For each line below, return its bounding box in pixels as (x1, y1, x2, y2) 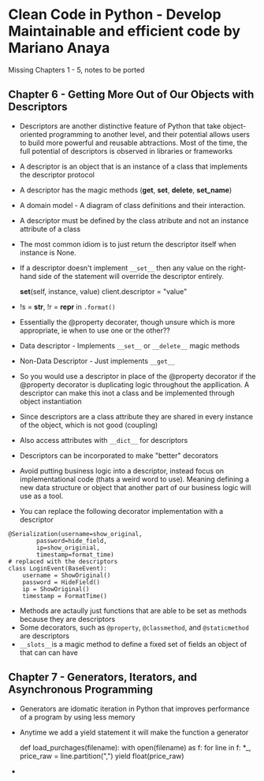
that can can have (19, 648, 79, 657)
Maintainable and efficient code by (8, 22, 241, 40)
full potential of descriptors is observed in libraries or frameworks (19, 146, 233, 155)
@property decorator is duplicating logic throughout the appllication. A (19, 380, 250, 389)
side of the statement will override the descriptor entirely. (38, 271, 225, 281)
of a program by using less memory (19, 712, 136, 722)
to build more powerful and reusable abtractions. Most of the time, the (19, 138, 248, 147)
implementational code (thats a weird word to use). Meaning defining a (19, 474, 250, 484)
